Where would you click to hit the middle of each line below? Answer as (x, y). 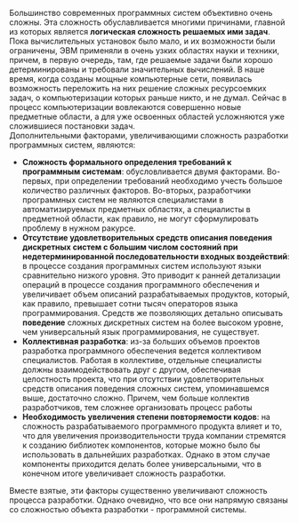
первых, (37, 181)
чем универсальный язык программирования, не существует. (141, 332)
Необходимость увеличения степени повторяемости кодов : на (146, 417)
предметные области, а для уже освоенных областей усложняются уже (147, 116)
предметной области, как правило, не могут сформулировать (141, 218)
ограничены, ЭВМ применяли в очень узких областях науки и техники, (145, 51)
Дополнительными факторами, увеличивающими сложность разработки (149, 135)
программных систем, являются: (72, 145)
